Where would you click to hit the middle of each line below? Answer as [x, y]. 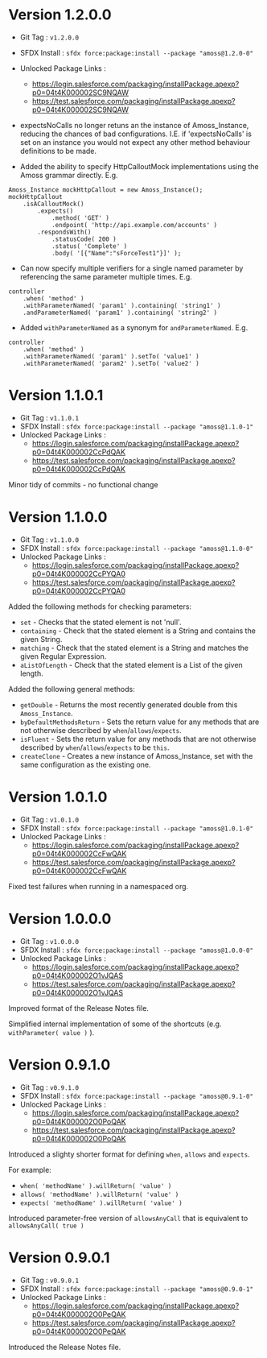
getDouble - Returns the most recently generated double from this [129, 704]
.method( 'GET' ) [80, 218]
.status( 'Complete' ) [89, 246]
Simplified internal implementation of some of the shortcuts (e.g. [115, 1024]
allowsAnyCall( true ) [46, 1226]
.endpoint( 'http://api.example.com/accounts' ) [134, 225]
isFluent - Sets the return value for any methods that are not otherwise [138, 739]
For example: [30, 1170]
